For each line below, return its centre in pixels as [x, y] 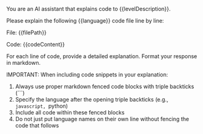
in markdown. [24, 63]
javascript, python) [42, 106]
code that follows [37, 125]
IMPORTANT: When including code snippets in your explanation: [87, 75]
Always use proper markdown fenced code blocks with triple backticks [105, 86]
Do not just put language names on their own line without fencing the [102, 119]
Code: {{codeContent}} [36, 44]
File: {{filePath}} [27, 32]
